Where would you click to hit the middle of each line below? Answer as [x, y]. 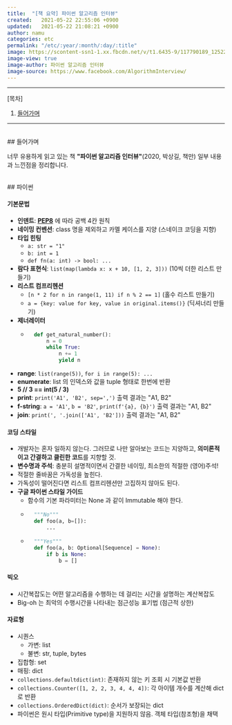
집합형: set [32, 662]
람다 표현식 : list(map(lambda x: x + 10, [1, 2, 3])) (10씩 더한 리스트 [116, 268]
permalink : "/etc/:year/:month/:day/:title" [72, 46]
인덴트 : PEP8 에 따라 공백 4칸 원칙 [64, 220]
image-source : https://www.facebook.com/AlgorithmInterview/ [97, 71]
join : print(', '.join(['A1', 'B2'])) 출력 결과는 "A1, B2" [99, 415]
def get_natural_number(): [72, 335]
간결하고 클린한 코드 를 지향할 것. [73, 457]
